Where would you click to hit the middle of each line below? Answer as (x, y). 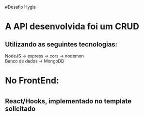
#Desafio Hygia (21, 7)
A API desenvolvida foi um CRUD (72, 27)
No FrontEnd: (32, 80)
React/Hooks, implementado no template (68, 101)
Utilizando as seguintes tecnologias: (61, 44)
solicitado (20, 109)
